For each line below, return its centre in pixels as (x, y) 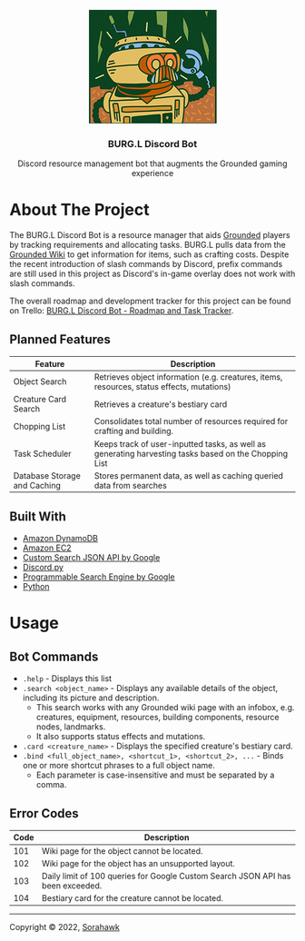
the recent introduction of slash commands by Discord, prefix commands (146, 264)
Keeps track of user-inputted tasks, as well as (180, 443)
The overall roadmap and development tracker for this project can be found (150, 301)
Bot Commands (54, 656)
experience (152, 173)
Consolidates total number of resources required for (191, 421)
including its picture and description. (91, 698)
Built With (38, 516)
